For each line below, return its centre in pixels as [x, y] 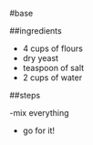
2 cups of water [52, 78]
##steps [25, 95]
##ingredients [36, 31]
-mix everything [39, 113]
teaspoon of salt [53, 68]
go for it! [39, 130]
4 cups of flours [53, 48]
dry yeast [41, 58]
